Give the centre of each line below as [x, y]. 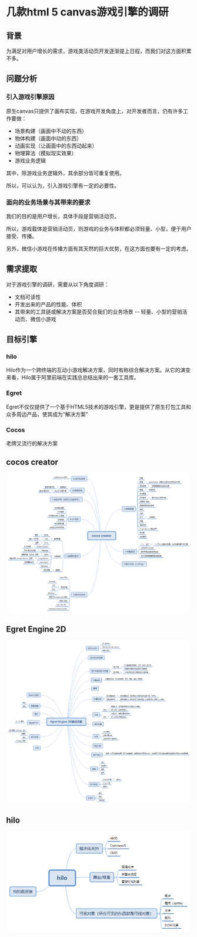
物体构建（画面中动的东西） [48, 138]
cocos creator [32, 462]
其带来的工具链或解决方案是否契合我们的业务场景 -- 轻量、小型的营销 [98, 312]
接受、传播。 [21, 236]
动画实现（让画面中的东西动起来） [56, 146]
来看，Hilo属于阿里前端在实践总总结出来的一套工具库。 [73, 378]
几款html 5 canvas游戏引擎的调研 [87, 12]
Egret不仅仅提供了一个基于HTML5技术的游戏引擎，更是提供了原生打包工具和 [99, 407]
